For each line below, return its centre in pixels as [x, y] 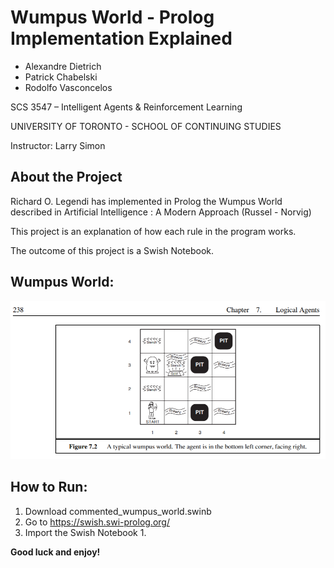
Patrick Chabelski [61, 77]
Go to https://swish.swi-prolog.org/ [97, 522]
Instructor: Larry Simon [58, 145]
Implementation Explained [121, 38]
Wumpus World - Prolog [112, 17]
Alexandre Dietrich [63, 66]
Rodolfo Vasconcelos [68, 87]
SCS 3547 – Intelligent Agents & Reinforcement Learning [126, 107]
